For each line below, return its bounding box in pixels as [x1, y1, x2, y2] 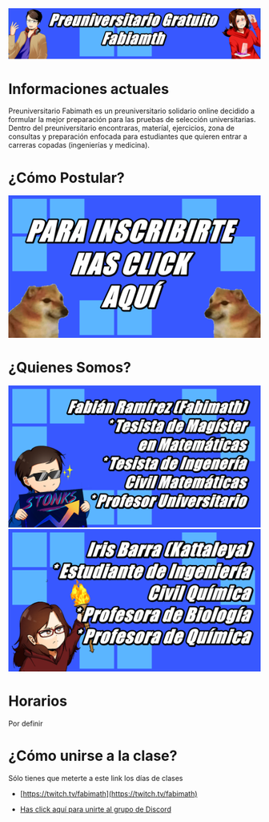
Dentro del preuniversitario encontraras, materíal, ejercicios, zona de [8, 124, 235, 133]
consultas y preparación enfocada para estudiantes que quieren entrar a [8, 132, 248, 141]
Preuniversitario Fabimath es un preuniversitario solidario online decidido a [8, 106, 255, 116]
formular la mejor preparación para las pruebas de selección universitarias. [8, 115, 256, 124]
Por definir [8, 718, 43, 728]
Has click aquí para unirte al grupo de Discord [19, 804, 172, 814]
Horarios [8, 692, 68, 710]
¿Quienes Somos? [8, 358, 132, 376]
